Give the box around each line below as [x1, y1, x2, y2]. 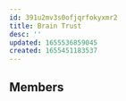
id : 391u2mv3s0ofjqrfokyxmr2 [9, 13, 118, 22]
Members [9, 80, 64, 95]
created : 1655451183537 [9, 46, 98, 55]
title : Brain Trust [9, 21, 82, 30]
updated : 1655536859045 [9, 38, 98, 47]
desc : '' [9, 29, 42, 38]
